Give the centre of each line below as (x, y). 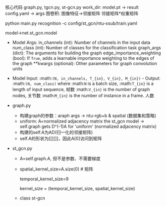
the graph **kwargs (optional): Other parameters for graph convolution (85, 63)
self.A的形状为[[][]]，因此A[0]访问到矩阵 (61, 138)
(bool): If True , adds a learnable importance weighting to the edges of (83, 58)
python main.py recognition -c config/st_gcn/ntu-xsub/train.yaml (71, 23)
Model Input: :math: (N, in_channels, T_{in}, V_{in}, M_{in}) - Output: (86, 78)
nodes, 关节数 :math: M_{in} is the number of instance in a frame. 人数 (83, 96)
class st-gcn (32, 198)
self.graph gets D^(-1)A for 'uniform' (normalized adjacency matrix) (88, 126)
